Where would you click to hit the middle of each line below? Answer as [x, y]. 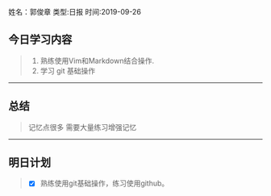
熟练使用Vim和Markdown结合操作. [97, 60]
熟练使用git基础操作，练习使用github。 [104, 183]
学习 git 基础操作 [68, 70]
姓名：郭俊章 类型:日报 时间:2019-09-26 [75, 12]
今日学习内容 [40, 40]
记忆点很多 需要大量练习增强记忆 [82, 127]
